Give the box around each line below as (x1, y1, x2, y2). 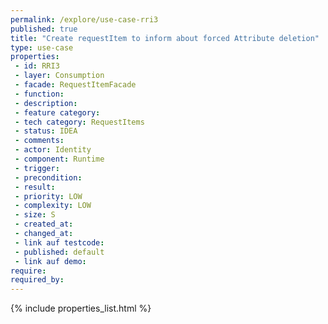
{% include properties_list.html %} (10, 302, 152, 315)
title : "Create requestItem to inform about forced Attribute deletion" (10, 33, 320, 43)
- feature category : (14, 107, 101, 118)
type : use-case (10, 42, 74, 53)
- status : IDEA (14, 126, 78, 136)
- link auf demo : (14, 256, 87, 266)
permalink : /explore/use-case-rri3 (10, 14, 159, 25)
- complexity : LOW (14, 201, 92, 211)
